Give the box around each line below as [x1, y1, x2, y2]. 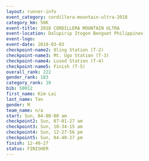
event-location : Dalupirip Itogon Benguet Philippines [6, 31, 144, 37]
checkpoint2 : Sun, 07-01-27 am [6, 119, 83, 124]
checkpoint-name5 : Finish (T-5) [6, 63, 85, 70]
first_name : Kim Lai [6, 91, 57, 97]
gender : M [6, 101, 31, 108]
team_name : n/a [6, 107, 44, 113]
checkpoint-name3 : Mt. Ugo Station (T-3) [6, 52, 110, 58]
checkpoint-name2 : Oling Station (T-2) [6, 47, 104, 53]
